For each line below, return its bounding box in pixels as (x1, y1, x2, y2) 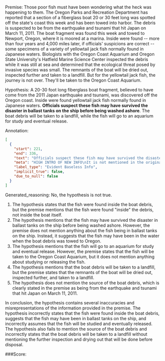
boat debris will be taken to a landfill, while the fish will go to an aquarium (5, 113, 154, 119)
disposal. (5, 341, 24, 347)
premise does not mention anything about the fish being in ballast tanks (12, 227, 157, 233)
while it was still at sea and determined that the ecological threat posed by (5, 61, 156, 67)
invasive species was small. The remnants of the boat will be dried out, (5, 67, 149, 73)
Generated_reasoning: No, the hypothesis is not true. (5, 192, 112, 198)
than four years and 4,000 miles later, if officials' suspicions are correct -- (5, 41, 155, 46)
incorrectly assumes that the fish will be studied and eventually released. (5, 321, 153, 327)
